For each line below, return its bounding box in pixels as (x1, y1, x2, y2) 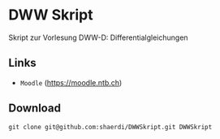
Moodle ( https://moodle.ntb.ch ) (19, 77, 123, 87)
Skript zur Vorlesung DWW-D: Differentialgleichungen (8, 33, 188, 42)
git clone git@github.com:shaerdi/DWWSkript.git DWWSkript (8, 123, 213, 131)
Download (8, 102, 61, 115)
